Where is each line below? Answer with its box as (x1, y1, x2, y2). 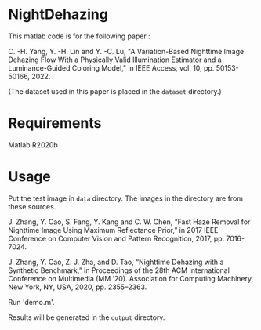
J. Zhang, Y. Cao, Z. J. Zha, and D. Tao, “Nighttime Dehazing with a (8, 257, 224, 267)
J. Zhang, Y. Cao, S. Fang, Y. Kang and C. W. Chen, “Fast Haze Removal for (8, 217, 251, 227)
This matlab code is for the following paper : (8, 31, 150, 41)
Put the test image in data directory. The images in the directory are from (8, 194, 244, 203)
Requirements (8, 114, 102, 132)
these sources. (8, 201, 56, 211)
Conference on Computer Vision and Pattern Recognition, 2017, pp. (8, 234, 225, 243)
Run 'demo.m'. (8, 297, 55, 306)
